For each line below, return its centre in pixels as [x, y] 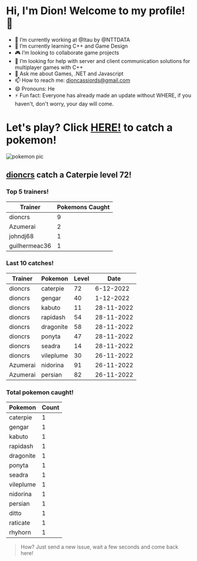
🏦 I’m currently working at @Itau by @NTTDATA [72, 39]
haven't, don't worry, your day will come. [64, 104]
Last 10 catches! [30, 263]
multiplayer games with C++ [49, 67]
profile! [167, 11]
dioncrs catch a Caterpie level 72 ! [69, 175]
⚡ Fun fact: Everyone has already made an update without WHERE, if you [103, 95]
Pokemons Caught [83, 207]
